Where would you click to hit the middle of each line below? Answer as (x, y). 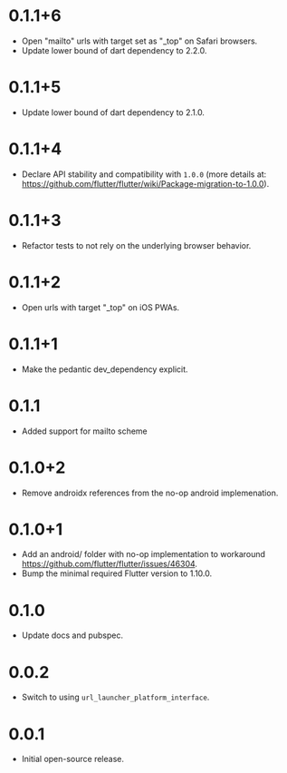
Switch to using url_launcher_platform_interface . (115, 697)
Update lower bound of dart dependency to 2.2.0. (114, 50)
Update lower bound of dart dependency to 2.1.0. (113, 112)
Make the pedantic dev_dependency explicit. (105, 369)
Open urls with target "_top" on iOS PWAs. (100, 307)
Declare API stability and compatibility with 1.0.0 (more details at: (144, 174)
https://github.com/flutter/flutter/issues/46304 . (110, 564)
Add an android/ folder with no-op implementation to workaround (143, 554)
